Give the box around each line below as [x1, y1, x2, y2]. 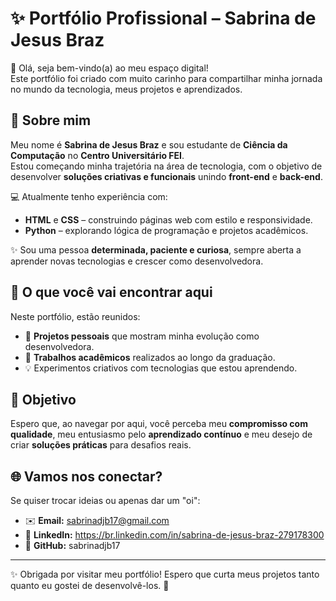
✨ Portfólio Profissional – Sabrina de [10, 7, 317, 30]
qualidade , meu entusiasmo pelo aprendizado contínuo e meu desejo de [10, 428, 313, 441]
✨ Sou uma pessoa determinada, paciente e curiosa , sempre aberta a [10, 243, 302, 256]
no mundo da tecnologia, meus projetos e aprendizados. [10, 83, 243, 95]
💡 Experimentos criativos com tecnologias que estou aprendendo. [24, 362, 298, 374]
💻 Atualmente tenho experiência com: [10, 190, 168, 202]
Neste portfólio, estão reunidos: [10, 310, 141, 322]
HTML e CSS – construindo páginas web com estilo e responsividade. [24, 213, 313, 226]
